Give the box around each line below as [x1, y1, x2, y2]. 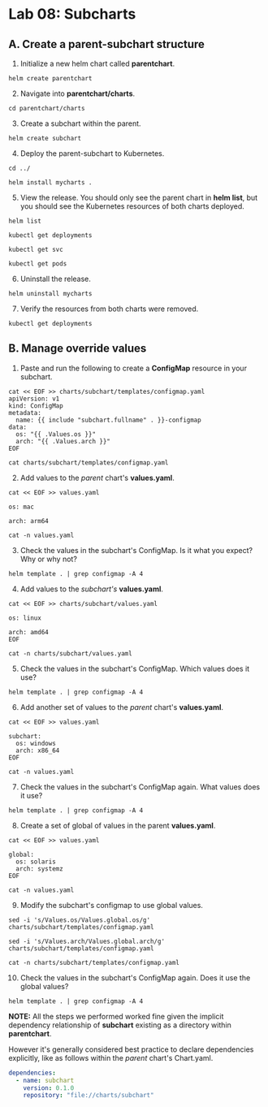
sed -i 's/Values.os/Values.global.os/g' [8, 915, 151, 924]
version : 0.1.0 [23, 1083, 75, 1092]
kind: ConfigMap [8, 401, 63, 410]
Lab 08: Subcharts [8, 5, 136, 24]
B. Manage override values [8, 342, 147, 356]
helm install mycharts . [8, 179, 93, 187]
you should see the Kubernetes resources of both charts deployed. [19, 201, 245, 211]
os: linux [8, 614, 42, 622]
